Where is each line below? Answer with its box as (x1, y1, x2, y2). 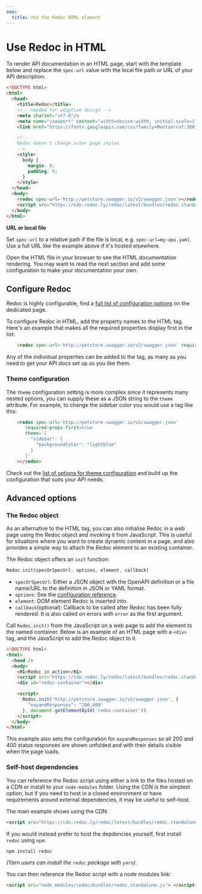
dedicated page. (6, 306, 47, 314)
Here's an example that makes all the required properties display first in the (6, 324, 192, 332)
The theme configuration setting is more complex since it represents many (6, 388, 189, 396)
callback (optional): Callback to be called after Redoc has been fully (14, 604, 182, 611)
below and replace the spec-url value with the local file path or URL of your (6, 67, 194, 74)
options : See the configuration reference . (14, 591, 118, 598)
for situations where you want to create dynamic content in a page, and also (6, 538, 195, 545)
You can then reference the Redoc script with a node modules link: (6, 871, 171, 878)
